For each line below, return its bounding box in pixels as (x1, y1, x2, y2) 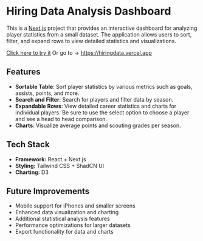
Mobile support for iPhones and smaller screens (15, 202, 136, 209)
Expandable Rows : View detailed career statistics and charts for (15, 102, 177, 110)
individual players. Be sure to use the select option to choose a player (15, 108, 190, 116)
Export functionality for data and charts (15, 228, 114, 236)
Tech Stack (6, 139, 50, 150)
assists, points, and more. (15, 89, 80, 97)
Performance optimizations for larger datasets (15, 222, 131, 229)
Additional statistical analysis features (15, 215, 111, 223)
